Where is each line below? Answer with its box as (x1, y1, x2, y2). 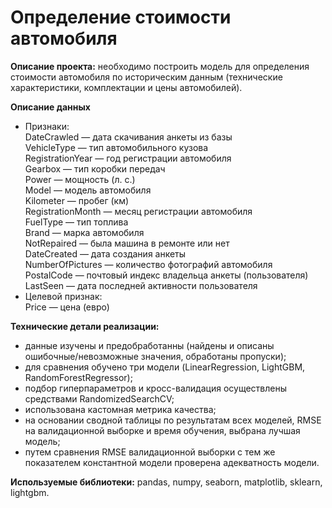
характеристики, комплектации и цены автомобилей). (10, 81, 243, 93)
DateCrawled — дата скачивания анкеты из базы (24, 131, 233, 143)
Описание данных (10, 101, 91, 113)
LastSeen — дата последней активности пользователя (24, 279, 258, 291)
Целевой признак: (24, 290, 103, 302)
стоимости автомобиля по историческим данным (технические (10, 71, 283, 83)
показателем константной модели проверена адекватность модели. (24, 456, 320, 468)
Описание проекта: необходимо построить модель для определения (10, 60, 310, 72)
